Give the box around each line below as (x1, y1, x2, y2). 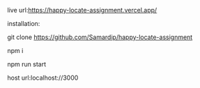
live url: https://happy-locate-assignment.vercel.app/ (7, 6, 157, 14)
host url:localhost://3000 (7, 73, 79, 82)
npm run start (7, 60, 47, 68)
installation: (7, 20, 40, 27)
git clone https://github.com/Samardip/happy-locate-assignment (7, 33, 193, 41)
